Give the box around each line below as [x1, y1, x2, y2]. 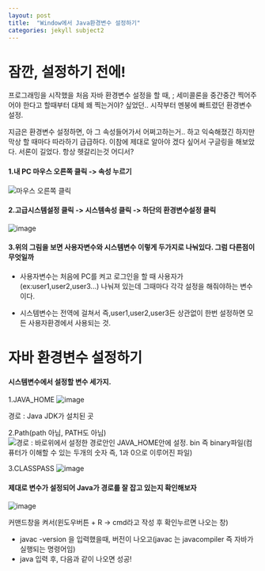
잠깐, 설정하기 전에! [8, 63, 127, 81]
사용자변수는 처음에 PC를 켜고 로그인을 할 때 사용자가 [19, 271, 184, 281]
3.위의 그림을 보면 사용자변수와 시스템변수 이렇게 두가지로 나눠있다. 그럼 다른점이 [8, 242, 256, 252]
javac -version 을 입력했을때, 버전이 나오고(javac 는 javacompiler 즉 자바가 [19, 534, 254, 543]
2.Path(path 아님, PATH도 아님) [8, 428, 107, 438]
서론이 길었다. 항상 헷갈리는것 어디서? [18, 147, 134, 157]
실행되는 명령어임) [19, 544, 76, 554]
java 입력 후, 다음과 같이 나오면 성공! [19, 554, 132, 563]
